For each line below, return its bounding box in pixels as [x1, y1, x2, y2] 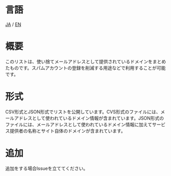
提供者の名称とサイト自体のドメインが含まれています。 [9, 128, 126, 134]
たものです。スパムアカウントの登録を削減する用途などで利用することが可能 [5, 65, 166, 71]
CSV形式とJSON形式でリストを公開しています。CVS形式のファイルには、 [5, 108, 161, 114]
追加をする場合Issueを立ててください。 [5, 165, 88, 171]
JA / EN [5, 21, 21, 27]
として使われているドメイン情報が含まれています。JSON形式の [32, 115, 164, 121]
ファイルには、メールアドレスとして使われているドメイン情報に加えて [5, 121, 152, 127]
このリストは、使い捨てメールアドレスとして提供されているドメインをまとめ [5, 58, 166, 65]
